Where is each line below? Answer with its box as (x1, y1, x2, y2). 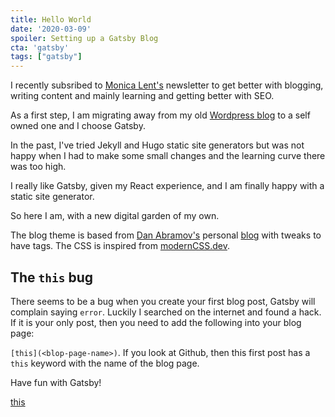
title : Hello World (10, 14, 92, 25)
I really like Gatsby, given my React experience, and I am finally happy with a (10, 180, 325, 192)
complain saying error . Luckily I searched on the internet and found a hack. (10, 306, 322, 318)
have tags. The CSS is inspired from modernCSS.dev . (10, 240, 231, 252)
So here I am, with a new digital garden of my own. (10, 210, 220, 222)
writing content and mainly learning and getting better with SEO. (10, 90, 275, 102)
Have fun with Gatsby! (10, 376, 102, 388)
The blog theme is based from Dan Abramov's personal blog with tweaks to (10, 229, 322, 241)
